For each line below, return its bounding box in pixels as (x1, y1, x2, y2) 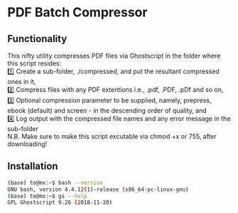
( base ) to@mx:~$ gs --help (7, 192, 87, 199)
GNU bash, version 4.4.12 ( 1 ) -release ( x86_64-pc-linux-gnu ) (7, 186, 190, 193)
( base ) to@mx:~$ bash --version (7, 179, 103, 186)
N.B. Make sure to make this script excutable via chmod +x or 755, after (7, 133, 217, 140)
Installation (7, 160, 58, 172)
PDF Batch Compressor (7, 4, 148, 21)
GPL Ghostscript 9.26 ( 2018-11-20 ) (7, 199, 113, 207)
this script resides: (7, 59, 62, 68)
